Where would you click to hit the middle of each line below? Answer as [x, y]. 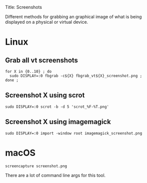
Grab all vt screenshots [41, 60]
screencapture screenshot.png [36, 166]
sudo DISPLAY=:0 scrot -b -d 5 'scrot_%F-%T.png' [57, 107]
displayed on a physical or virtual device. [47, 22]
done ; [12, 80]
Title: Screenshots [24, 7]
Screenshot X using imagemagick [58, 122]
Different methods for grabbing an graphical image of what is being [73, 17]
